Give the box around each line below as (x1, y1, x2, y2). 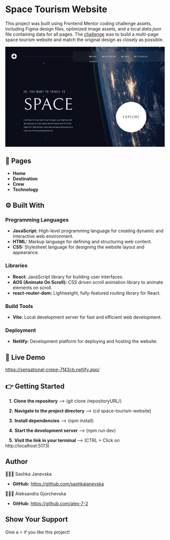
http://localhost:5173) (5, 442, 50, 449)
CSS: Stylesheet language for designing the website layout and (12, 244, 145, 250)
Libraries (5, 262, 28, 269)
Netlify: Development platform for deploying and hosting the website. (12, 338, 158, 344)
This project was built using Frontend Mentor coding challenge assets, (5, 20, 152, 26)
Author (5, 457, 28, 466)
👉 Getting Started (5, 382, 65, 391)
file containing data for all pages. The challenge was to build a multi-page (5, 31, 159, 37)
